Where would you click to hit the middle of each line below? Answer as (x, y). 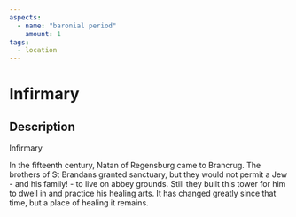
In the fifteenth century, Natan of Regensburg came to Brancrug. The (135, 166)
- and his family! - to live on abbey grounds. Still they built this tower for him (148, 184)
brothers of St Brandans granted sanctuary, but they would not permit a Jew (148, 174)
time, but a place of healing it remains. (79, 203)
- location (37, 50)
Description (42, 126)
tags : (19, 42)
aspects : (25, 17)
